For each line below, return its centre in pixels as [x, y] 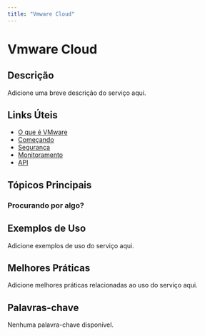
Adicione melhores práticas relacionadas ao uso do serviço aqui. [102, 285]
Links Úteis [33, 115]
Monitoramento [40, 155]
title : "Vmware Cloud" [41, 14]
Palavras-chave [43, 307]
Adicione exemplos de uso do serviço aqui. [71, 245]
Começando [36, 140]
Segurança [34, 148]
